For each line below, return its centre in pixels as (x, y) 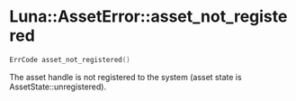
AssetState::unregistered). (58, 87)
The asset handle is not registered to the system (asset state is (126, 77)
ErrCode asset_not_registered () (70, 60)
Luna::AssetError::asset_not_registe (148, 17)
